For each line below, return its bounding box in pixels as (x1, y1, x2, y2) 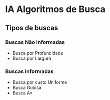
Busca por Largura (12, 55, 51, 61)
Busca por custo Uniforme (12, 79, 67, 85)
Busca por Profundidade (12, 50, 63, 56)
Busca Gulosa (12, 84, 42, 91)
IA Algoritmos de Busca (5, 4, 105, 15)
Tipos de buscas (5, 24, 58, 32)
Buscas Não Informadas (5, 39, 65, 46)
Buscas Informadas (5, 68, 54, 75)
